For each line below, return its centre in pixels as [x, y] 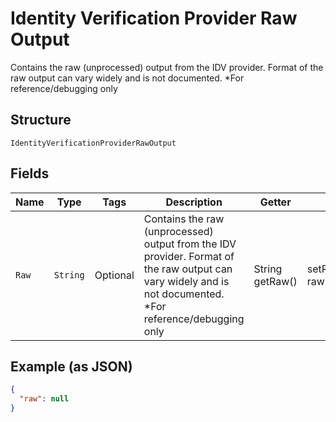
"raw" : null [44, 399]
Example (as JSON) [71, 366]
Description [194, 202]
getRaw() [275, 281]
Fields [30, 173]
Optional [114, 275]
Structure [41, 120]
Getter [275, 202]
